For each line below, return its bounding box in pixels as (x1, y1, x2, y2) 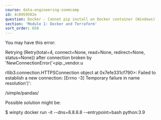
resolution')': (5, 80, 31, 86)
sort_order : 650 (5, 26, 39, 31)
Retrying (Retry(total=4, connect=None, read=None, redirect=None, (5, 49, 145, 55)
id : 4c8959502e (5, 12, 37, 17)
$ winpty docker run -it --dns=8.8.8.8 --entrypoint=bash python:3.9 (5, 109, 145, 115)
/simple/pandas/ (5, 90, 39, 96)
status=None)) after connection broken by (5, 54, 92, 60)
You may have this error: (5, 39, 56, 45)
